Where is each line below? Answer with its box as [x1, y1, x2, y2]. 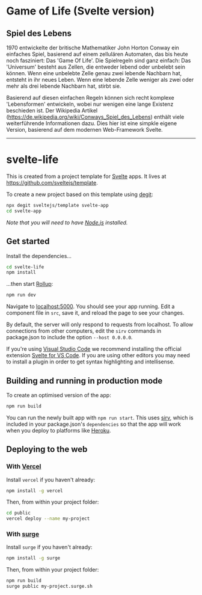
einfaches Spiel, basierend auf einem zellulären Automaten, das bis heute [6, 51, 188, 58]
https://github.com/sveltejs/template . [6, 179, 98, 186]
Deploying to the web [6, 444, 88, 455]
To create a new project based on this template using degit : [6, 191, 153, 198]
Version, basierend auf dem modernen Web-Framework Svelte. [6, 126, 164, 133]
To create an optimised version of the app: [6, 391, 111, 398]
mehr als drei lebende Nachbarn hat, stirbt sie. [6, 82, 121, 90]
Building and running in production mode [6, 375, 163, 386]
